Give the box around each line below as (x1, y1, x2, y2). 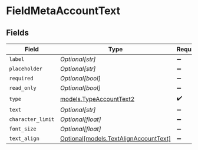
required (9, 75, 34, 81)
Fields (6, 28, 29, 38)
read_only (9, 84, 37, 91)
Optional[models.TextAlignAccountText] (60, 135, 171, 142)
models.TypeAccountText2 (60, 94, 135, 103)
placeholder (9, 66, 43, 72)
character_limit (9, 116, 55, 122)
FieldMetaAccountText (6, 4, 121, 18)
